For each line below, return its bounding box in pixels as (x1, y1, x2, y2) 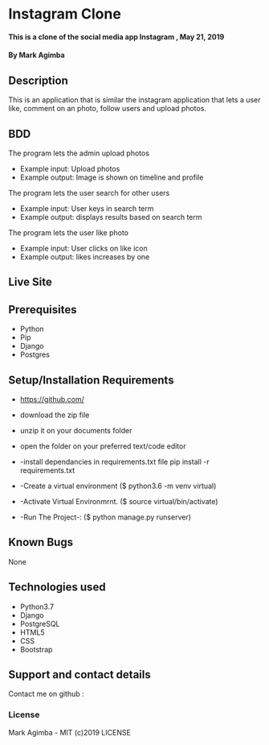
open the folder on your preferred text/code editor (19, 441, 186, 451)
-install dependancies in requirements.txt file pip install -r (19, 457, 210, 467)
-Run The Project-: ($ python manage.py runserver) (19, 512, 191, 522)
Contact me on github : (8, 689, 84, 699)
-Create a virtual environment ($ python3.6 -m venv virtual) (19, 481, 217, 491)
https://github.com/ (19, 395, 84, 404)
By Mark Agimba (8, 50, 66, 60)
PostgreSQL (19, 619, 60, 628)
